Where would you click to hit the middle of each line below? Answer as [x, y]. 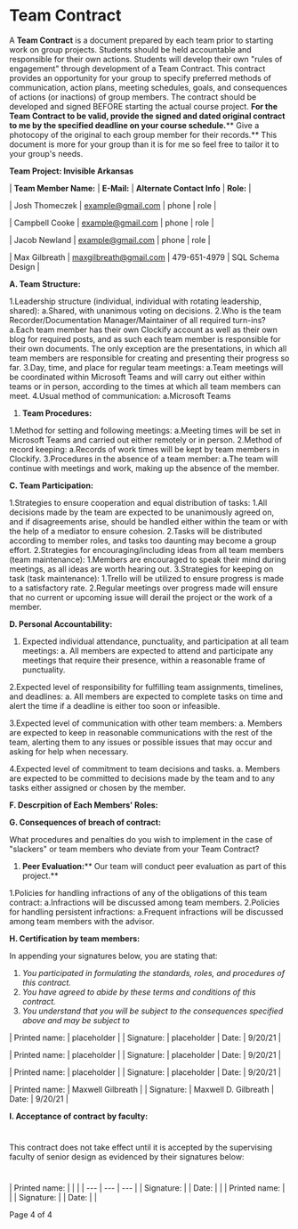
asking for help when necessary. [69, 751]
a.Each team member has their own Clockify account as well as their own [144, 330]
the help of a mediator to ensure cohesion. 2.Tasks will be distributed [136, 531]
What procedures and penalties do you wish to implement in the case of [141, 839]
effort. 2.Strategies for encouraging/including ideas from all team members [147, 549]
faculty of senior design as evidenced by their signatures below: [127, 1157]
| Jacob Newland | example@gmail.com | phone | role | [110, 240]
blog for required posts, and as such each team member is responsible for [145, 338]
